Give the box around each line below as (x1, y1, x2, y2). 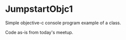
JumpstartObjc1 (5, 3, 73, 15)
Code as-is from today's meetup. (5, 29, 73, 35)
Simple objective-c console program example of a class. (5, 20, 121, 26)
